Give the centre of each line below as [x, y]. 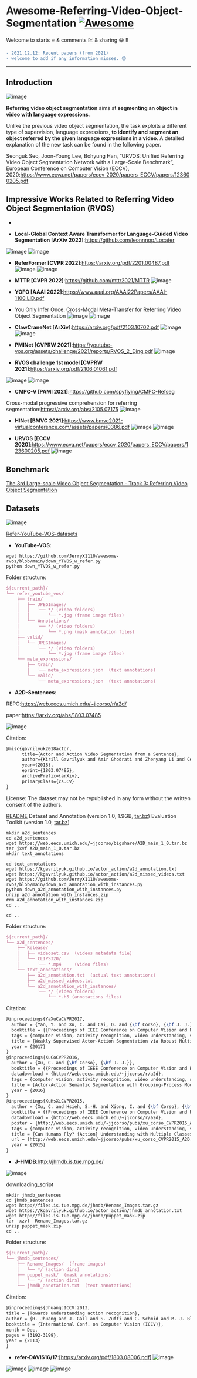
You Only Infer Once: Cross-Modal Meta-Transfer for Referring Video [98, 309]
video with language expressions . [48, 114]
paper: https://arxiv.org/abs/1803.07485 [54, 715]
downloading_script [30, 1184]
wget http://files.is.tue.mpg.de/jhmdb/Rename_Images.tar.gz [82, 1206]
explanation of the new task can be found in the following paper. [84, 144]
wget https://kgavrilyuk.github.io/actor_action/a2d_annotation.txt [91, 869]
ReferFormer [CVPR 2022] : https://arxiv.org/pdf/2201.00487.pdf [92, 263]
